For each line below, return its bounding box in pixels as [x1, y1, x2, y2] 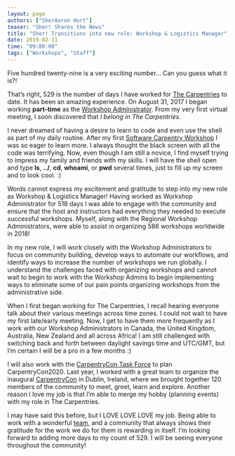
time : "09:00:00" [7, 43, 58, 50]
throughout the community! [7, 441, 86, 449]
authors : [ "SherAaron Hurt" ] [7, 17, 93, 24]
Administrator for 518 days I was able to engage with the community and [7, 199, 217, 208]
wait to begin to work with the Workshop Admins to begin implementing [7, 272, 214, 281]
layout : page [7, 10, 46, 18]
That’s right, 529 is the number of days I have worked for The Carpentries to [7, 89, 228, 99]
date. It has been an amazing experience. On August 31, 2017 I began [7, 97, 208, 106]
